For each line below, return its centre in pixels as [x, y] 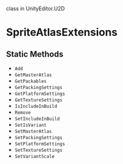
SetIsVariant [31, 125]
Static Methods [35, 54]
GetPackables [31, 81]
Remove [23, 113]
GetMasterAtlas [33, 75]
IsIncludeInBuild [36, 106]
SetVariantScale [34, 156]
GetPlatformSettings [40, 94]
